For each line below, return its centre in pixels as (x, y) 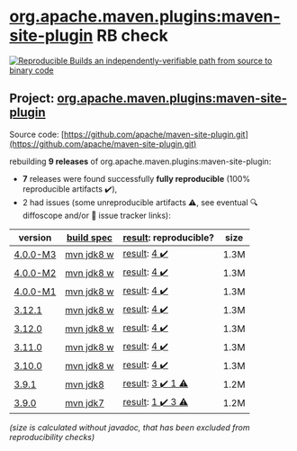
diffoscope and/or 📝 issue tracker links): (96, 215)
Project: (32, 99)
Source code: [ (37, 134)
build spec (89, 238)
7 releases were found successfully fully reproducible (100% (136, 178)
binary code (31, 70)
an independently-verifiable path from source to (183, 60)
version (35, 238)
